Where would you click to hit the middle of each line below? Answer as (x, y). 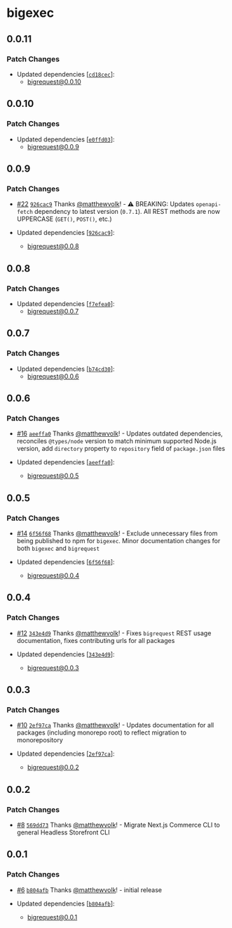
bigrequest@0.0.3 (53, 668)
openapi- (209, 205)
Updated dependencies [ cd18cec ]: (66, 74)
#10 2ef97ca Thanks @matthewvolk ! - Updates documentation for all (115, 725)
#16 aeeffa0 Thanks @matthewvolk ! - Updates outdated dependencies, (120, 433)
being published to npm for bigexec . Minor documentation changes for (118, 541)
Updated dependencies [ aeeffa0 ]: (66, 462)
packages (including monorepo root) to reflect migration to (102, 732)
